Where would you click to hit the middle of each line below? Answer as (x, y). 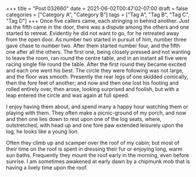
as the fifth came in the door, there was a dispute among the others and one (97, 27)
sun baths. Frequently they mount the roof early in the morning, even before (98, 155)
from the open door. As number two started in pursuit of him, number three (97, 39)
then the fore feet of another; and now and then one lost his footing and (92, 83)
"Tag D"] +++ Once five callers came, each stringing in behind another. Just (98, 21)
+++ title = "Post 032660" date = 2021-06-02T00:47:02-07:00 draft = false (97, 8)
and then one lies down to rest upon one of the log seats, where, (84, 119)
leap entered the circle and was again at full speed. (68, 95)
